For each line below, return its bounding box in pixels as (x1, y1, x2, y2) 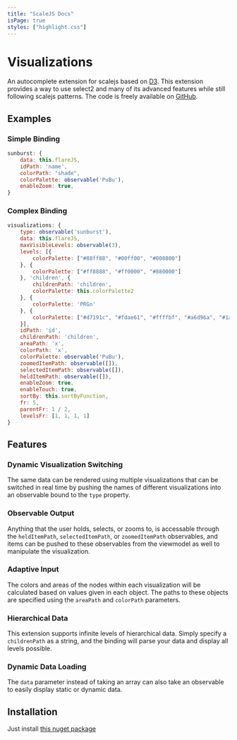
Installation (7, 705, 58, 717)
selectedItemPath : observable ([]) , (20, 366, 125, 374)
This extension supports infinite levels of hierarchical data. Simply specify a (7, 629, 227, 638)
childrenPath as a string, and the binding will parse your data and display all (7, 637, 229, 645)
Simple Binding (7, 133, 61, 143)
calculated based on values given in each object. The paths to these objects (7, 587, 229, 597)
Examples (7, 112, 51, 124)
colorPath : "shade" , (20, 169, 80, 177)
